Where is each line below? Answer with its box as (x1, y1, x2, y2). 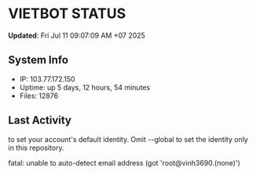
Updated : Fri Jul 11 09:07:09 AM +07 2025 (8, 31, 145, 40)
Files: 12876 (19, 91, 59, 100)
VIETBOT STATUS (8, 5, 126, 23)
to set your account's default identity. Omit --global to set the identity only (8, 134, 249, 144)
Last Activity (8, 114, 72, 127)
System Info (8, 53, 69, 67)
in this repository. (8, 143, 64, 152)
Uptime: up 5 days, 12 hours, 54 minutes (19, 82, 151, 92)
